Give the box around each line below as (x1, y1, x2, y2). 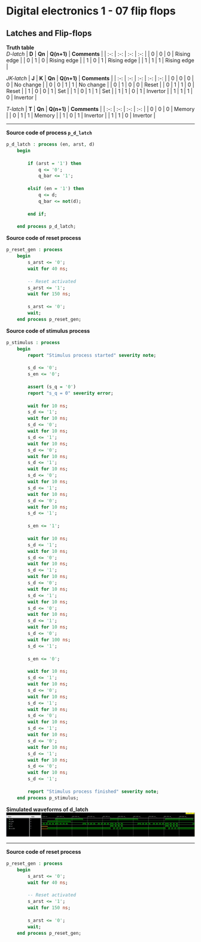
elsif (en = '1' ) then (28, 186, 84, 192)
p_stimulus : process (6, 339, 60, 345)
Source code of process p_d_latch (6, 129, 93, 136)
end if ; (28, 211, 47, 217)
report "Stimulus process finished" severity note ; (28, 788, 160, 794)
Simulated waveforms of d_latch (6, 805, 89, 813)
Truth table (6, 44, 35, 51)
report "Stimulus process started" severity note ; (28, 352, 157, 358)
